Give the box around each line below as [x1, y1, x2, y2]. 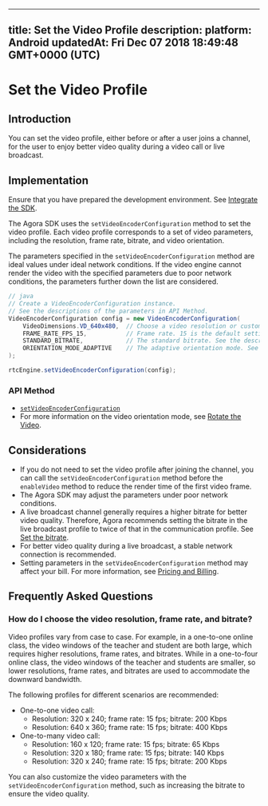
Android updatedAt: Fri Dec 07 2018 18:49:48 [8, 36, 239, 50]
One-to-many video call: [19, 731, 100, 740]
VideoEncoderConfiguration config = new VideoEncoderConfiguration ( [8, 314, 241, 322]
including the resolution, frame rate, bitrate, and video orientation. [8, 236, 225, 245]
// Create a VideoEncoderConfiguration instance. [8, 300, 177, 308]
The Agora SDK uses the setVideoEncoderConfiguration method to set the [8, 219, 251, 229]
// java [8, 293, 34, 301]
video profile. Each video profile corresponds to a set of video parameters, [8, 227, 254, 237]
